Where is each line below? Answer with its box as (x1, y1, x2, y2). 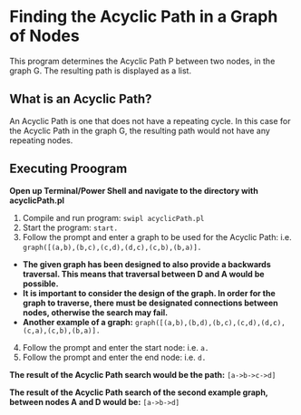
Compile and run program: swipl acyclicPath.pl (22, 212, 205, 223)
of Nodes (9, 25, 80, 46)
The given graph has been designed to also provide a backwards (22, 258, 272, 269)
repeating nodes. (9, 134, 73, 146)
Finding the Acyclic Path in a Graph (9, 6, 278, 27)
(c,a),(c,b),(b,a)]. (22, 326, 101, 335)
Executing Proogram (9, 161, 128, 177)
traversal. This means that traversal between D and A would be (22, 268, 265, 279)
